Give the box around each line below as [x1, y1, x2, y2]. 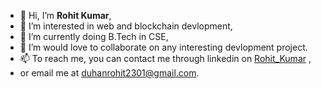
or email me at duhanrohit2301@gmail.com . [19, 67, 200, 79]
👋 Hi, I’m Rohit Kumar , [19, 10, 112, 21]
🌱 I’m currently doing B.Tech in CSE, [19, 31, 169, 42]
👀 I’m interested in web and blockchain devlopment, [19, 20, 233, 32]
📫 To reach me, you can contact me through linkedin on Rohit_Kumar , [19, 53, 312, 64]
